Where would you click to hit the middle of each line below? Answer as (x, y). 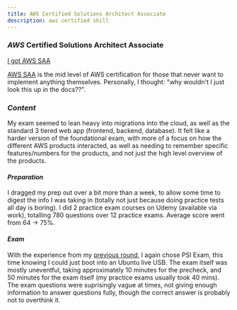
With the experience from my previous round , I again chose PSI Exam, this (115, 255)
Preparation (25, 177)
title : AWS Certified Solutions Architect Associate (87, 14)
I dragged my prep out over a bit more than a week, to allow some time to (114, 193)
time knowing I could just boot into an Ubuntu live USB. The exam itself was (117, 262)
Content (22, 108)
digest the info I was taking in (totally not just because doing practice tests (116, 200)
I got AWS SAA (29, 60)
